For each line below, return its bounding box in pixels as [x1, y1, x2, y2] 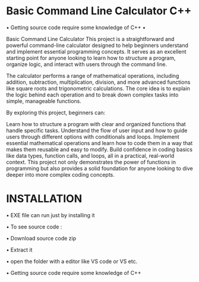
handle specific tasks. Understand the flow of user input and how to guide [6, 127, 188, 134]
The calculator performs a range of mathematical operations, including [6, 72, 179, 79]
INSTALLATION [6, 192, 82, 206]
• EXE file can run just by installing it [6, 211, 95, 218]
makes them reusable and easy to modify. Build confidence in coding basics [6, 146, 193, 153]
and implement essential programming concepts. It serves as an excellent [6, 48, 187, 55]
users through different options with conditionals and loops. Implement [6, 133, 179, 140]
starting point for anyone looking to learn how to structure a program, [6, 54, 176, 61]
